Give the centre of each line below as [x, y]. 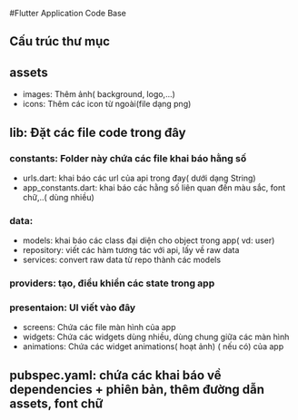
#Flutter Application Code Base [68, 13]
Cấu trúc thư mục [60, 41]
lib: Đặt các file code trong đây [98, 132]
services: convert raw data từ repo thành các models [121, 260]
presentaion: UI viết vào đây [73, 308]
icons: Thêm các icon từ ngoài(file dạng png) [107, 104]
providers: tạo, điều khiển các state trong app [112, 283]
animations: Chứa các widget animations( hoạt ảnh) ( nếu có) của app [153, 347]
